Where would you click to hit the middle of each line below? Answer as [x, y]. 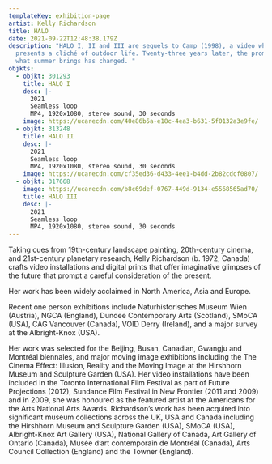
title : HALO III [51, 196]
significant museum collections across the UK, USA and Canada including [132, 417]
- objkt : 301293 [43, 76]
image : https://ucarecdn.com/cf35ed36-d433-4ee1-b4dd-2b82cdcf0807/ [141, 174]
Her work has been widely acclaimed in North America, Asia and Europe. [130, 292]
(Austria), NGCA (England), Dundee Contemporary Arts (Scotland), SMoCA [133, 316]
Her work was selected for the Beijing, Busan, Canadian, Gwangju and [125, 348]
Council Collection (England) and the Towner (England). [101, 452]
